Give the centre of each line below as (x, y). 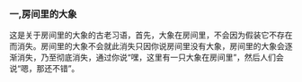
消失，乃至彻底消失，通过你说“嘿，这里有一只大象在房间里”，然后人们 (147, 57)
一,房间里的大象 (43, 13)
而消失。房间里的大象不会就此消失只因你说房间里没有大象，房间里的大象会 (147, 46)
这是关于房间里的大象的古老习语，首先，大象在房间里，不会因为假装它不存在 (151, 35)
